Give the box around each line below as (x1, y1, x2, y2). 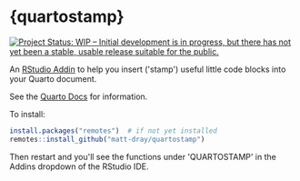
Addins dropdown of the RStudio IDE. (9, 161, 149, 172)
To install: (9, 108, 45, 119)
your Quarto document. (9, 73, 97, 84)
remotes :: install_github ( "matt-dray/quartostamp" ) (9, 135, 205, 144)
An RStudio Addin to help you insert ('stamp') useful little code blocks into (9, 64, 286, 75)
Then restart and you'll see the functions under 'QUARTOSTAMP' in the (9, 151, 277, 162)
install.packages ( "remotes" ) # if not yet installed (9, 126, 218, 136)
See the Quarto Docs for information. (9, 91, 148, 102)
